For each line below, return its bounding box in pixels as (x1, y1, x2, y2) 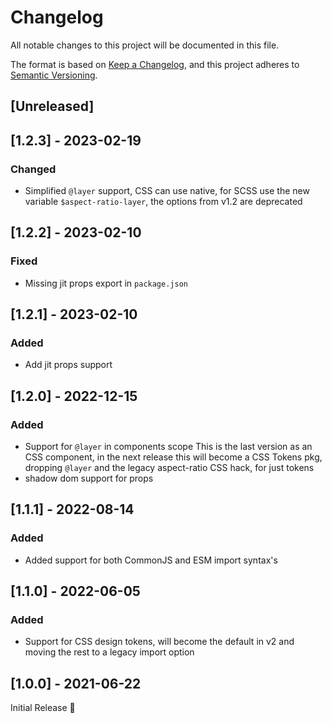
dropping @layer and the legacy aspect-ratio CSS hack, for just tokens (24, 462, 315, 474)
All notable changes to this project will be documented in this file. (10, 39, 280, 51)
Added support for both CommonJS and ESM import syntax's (24, 554, 278, 566)
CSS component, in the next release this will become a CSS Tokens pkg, (24, 451, 323, 463)
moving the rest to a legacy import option (24, 646, 195, 658)
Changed (10, 162, 57, 176)
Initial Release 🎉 (10, 702, 76, 714)
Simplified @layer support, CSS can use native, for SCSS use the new (24, 185, 310, 197)
